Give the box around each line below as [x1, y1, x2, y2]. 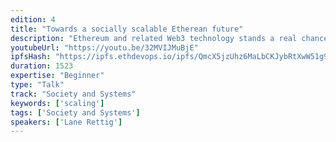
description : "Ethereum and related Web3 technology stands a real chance [10, 33, 329, 43]
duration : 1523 [10, 61, 74, 71]
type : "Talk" [10, 80, 65, 90]
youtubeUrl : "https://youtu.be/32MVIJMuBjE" [10, 42, 199, 53]
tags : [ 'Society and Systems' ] [10, 107, 141, 118]
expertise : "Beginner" [10, 71, 105, 81]
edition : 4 [10, 14, 56, 25]
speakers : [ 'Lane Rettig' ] [10, 117, 123, 127]
